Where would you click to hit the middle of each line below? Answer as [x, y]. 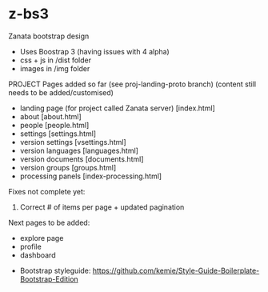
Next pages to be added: [49, 222]
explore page [42, 238]
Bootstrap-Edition [49, 279]
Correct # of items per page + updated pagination [102, 207]
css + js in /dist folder [56, 60]
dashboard [38, 255]
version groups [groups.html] [68, 167]
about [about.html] [50, 116]
